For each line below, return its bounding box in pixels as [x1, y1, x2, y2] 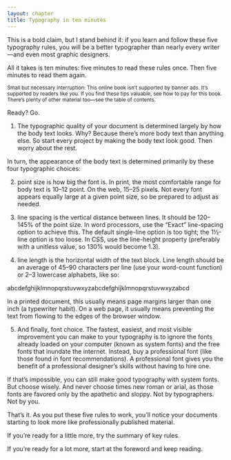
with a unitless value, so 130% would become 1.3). [17, 242, 161, 250]
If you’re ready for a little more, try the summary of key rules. [7, 431, 181, 439]
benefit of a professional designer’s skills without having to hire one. [17, 361, 212, 370]
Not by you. [7, 397, 40, 406]
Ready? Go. [7, 108, 40, 117]
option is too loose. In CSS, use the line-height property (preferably [28, 235, 221, 243]
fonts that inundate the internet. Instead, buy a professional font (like [17, 347, 212, 355]
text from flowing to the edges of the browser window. [7, 312, 162, 320]
